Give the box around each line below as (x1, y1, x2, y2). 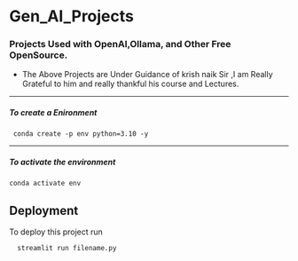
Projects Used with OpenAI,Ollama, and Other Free (9, 38, 231, 51)
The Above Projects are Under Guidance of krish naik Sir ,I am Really (21, 69, 273, 80)
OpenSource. (9, 49, 68, 61)
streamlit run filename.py (17, 244, 117, 253)
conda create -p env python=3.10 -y (12, 130, 149, 138)
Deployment (9, 202, 79, 218)
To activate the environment (9, 157, 116, 168)
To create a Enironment (9, 107, 98, 118)
